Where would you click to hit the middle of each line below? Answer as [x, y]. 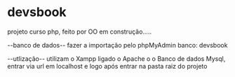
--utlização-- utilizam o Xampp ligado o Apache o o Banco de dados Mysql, [116, 58]
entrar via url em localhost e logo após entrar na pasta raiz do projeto [107, 66]
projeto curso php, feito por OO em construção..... [80, 31]
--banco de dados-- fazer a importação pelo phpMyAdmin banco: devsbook [117, 45]
